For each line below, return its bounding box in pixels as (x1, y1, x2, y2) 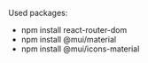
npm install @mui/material (20, 35, 117, 44)
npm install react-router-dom (20, 25, 128, 35)
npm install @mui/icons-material (20, 43, 140, 54)
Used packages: (8, 8, 68, 18)
